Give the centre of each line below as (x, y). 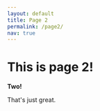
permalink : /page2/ (35, 26)
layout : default (31, 14)
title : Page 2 (28, 20)
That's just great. (32, 100)
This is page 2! (50, 67)
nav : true (22, 33)
